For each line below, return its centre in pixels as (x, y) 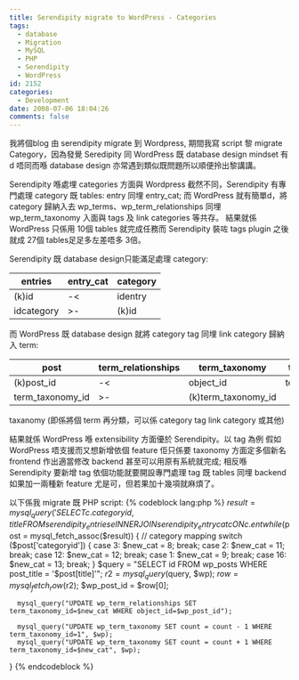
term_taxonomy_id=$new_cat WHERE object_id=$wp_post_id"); (121, 611)
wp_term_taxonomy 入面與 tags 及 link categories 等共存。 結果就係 (133, 218)
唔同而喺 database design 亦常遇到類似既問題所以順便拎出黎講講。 (138, 166)
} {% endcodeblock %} (52, 667)
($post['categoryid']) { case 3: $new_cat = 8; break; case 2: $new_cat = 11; (147, 545)
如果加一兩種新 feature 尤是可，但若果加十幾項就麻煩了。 (114, 484)
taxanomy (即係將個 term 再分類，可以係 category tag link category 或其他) (147, 420)
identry (132, 296)
